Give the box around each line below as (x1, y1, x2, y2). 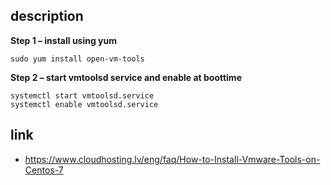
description (10, 8, 84, 25)
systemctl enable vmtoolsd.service (10, 99, 159, 109)
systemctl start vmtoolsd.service (10, 90, 155, 101)
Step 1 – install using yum (10, 34, 118, 46)
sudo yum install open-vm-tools (10, 54, 145, 64)
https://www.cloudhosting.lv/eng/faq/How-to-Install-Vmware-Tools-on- (24, 153, 321, 165)
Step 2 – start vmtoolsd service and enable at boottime (10, 71, 242, 83)
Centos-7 (24, 164, 64, 176)
